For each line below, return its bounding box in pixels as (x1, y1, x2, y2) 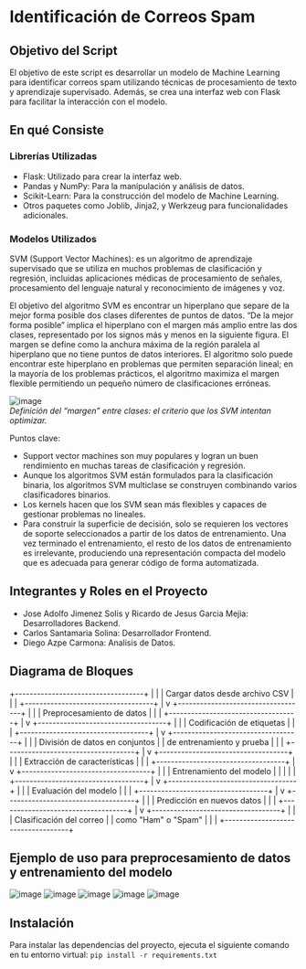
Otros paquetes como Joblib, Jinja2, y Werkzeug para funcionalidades (22, 199, 289, 211)
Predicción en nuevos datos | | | (156, 794, 277, 805)
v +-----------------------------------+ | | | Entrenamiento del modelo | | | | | (9, 765, 297, 776)
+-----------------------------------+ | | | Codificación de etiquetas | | (32, 717, 295, 728)
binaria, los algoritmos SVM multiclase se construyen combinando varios (22, 479, 298, 490)
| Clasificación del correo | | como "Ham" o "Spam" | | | (9, 814, 217, 825)
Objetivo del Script (9, 43, 118, 59)
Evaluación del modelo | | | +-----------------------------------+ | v (31, 784, 285, 796)
